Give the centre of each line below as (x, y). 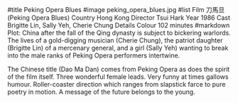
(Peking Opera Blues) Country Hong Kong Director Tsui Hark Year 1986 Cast (119, 18)
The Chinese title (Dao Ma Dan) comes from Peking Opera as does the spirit (119, 69)
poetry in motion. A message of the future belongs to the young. (101, 92)
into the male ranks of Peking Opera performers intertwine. (94, 55)
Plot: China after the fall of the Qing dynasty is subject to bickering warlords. (119, 33)
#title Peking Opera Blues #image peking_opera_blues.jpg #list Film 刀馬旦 (116, 10)
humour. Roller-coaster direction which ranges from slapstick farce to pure (117, 84)
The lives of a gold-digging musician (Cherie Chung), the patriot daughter (115, 40)
